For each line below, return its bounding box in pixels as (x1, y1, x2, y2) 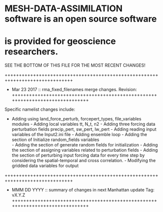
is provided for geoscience (4, 36, 116, 47)
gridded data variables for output (11, 163, 79, 169)
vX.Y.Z (11, 192, 26, 198)
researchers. (4, 46, 58, 57)
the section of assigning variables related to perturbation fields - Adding (11, 147, 158, 153)
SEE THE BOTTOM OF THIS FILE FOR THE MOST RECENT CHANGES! (4, 62, 146, 69)
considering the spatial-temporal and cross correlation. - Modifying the (11, 158, 156, 164)
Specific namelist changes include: (4, 106, 76, 113)
